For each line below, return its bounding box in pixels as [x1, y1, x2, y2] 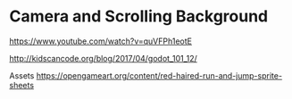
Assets [9, 70, 35, 81]
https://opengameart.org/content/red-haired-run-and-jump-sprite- [36, 70, 283, 81]
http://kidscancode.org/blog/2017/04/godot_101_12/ [9, 53, 198, 63]
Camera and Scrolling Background [9, 6, 269, 27]
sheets [9, 79, 34, 90]
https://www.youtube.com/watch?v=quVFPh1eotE [9, 36, 192, 46]
